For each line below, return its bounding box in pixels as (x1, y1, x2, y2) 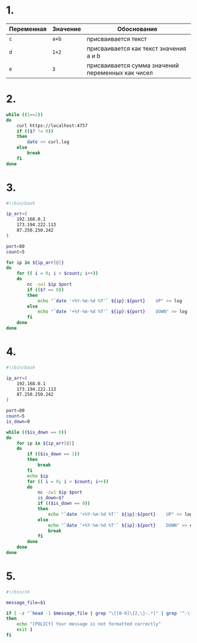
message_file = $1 (6, 599, 46, 605)
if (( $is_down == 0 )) (37, 501, 91, 506)
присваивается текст (87, 35, 147, 43)
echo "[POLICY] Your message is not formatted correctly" (16, 621, 161, 627)
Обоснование (117, 25, 158, 33)
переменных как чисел (87, 68, 154, 77)
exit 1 (16, 627, 33, 633)
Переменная (9, 25, 47, 33)
